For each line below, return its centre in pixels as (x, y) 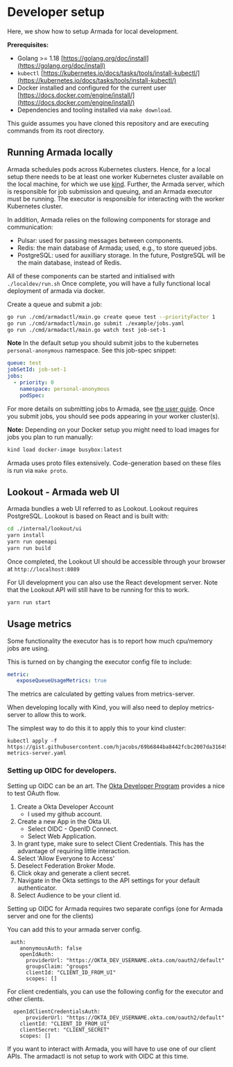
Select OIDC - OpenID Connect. (73, 829)
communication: (30, 227)
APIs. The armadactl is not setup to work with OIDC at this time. (98, 1056)
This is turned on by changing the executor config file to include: (100, 662)
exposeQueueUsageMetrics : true (62, 681)
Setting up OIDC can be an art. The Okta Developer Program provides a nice (116, 786)
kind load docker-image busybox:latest (65, 450)
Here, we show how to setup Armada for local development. (93, 31)
